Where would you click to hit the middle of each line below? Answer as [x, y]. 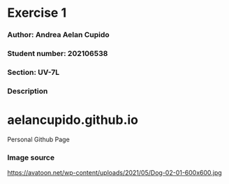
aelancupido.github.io [73, 120]
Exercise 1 [37, 13]
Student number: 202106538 [58, 54]
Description [28, 91]
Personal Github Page [38, 139]
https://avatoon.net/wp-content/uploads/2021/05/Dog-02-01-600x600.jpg [114, 173]
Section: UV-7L [34, 72]
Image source [31, 157]
